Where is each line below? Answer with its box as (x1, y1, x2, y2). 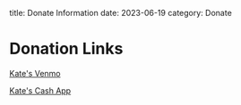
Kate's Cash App (9, 85, 72, 96)
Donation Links (9, 39, 124, 59)
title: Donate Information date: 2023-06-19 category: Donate (9, 8, 233, 18)
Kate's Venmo (9, 68, 61, 78)
